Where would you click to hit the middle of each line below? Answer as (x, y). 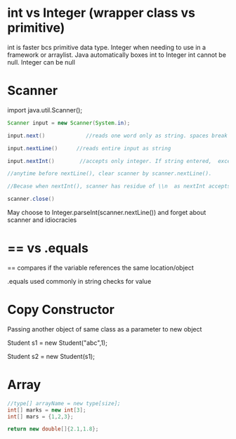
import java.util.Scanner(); (45, 110)
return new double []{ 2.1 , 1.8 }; (53, 429)
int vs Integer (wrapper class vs (101, 13)
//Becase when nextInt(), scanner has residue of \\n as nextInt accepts (119, 186)
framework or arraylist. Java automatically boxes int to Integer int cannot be (117, 55)
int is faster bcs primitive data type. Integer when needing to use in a (106, 47)
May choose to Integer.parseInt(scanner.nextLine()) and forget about (107, 212)
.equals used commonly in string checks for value (79, 281)
